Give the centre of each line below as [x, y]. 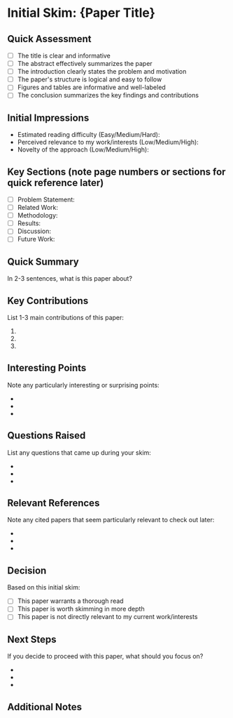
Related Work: [37, 208]
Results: [29, 223]
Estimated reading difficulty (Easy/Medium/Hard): [89, 135]
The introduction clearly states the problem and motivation [102, 72]
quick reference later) [56, 183]
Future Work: [36, 239]
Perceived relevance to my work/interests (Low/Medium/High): [108, 142]
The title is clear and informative [64, 55]
